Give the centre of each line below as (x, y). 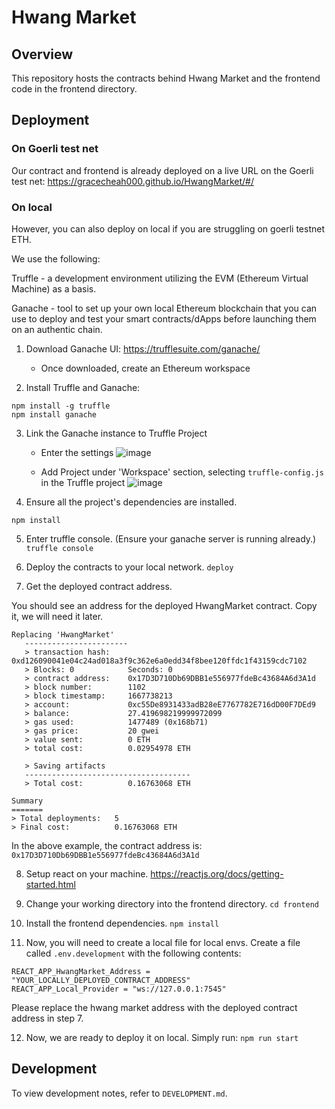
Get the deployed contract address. (99, 586)
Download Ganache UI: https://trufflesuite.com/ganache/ (143, 348)
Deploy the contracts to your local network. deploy (129, 567)
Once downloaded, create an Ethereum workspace (145, 368)
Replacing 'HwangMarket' (63, 634)
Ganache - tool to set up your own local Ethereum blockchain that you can (164, 308)
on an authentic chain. (57, 329)
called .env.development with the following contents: (133, 953)
